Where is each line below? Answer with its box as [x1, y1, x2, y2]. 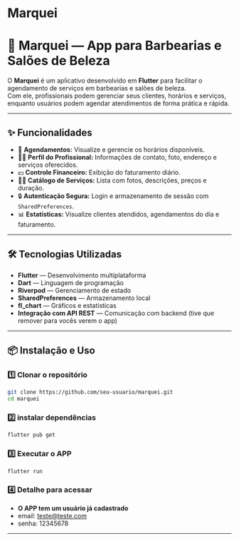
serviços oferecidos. [17, 160, 78, 169]
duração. [17, 183, 45, 192]
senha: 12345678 [17, 519, 69, 527]
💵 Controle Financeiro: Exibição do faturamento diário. [17, 168, 181, 176]
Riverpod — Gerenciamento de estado [17, 286, 132, 294]
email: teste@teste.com [17, 511, 87, 520]
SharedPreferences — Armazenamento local [17, 294, 151, 302]
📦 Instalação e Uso [7, 344, 95, 357]
